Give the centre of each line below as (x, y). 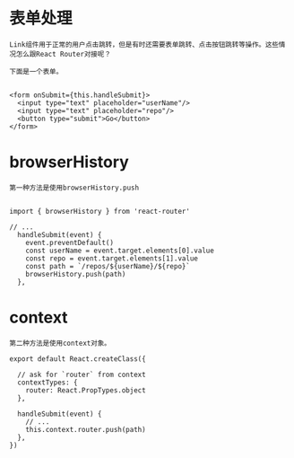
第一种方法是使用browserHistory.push (74, 188)
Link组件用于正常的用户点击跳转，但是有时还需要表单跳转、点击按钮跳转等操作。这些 (144, 44)
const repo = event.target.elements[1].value (112, 258)
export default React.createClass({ (78, 359)
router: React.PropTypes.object (86, 390)
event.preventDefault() (70, 242)
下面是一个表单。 (36, 71)
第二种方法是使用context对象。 (60, 343)
